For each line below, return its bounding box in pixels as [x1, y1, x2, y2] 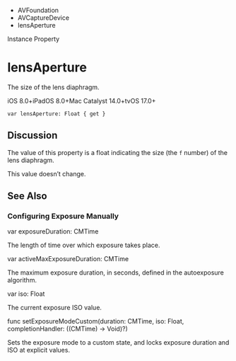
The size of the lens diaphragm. [7, 83, 100, 91]
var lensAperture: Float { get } [7, 110, 106, 118]
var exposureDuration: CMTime [7, 227, 99, 236]
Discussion [7, 130, 58, 142]
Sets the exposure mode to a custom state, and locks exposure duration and [7, 338, 230, 347]
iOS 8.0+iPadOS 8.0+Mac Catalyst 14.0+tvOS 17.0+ [7, 96, 156, 105]
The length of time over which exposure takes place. [7, 241, 160, 250]
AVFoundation [17, 6, 59, 14]
